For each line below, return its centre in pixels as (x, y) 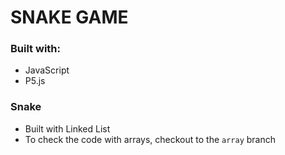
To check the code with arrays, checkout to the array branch (150, 139)
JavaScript (47, 70)
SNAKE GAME (69, 17)
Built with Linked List (67, 128)
